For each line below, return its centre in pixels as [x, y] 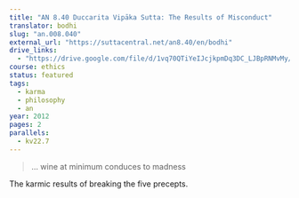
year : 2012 [29, 116]
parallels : [29, 133]
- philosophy [41, 100]
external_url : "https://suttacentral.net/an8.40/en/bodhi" [121, 42]
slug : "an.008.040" [45, 34]
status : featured [41, 75]
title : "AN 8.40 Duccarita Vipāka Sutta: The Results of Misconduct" [141, 17]
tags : [19, 83]
